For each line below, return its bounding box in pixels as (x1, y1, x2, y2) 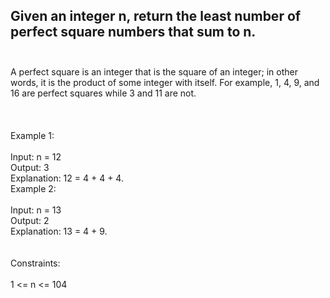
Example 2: (10, 182, 57, 194)
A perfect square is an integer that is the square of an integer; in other (10, 65, 298, 78)
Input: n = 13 (10, 204, 62, 216)
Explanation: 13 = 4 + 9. (10, 225, 108, 237)
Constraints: (10, 257, 61, 269)
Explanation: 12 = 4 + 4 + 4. (10, 172, 124, 184)
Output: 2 (10, 214, 50, 226)
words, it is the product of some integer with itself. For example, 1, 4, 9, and (10, 76, 320, 88)
